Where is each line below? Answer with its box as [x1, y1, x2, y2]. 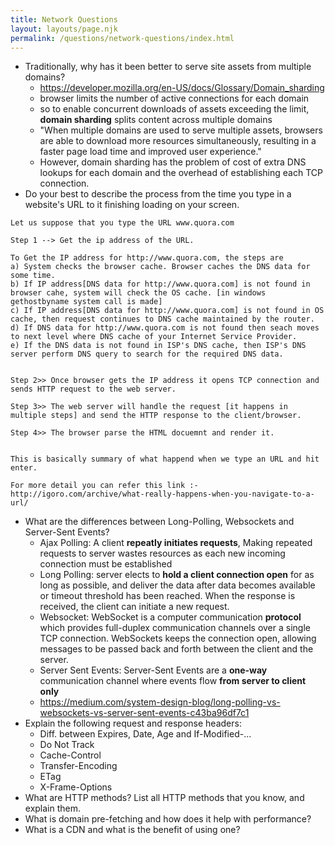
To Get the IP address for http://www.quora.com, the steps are [10, 253, 284, 263]
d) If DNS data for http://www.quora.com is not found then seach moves [10, 323, 320, 333]
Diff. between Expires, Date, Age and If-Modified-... [39, 728, 252, 740]
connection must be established [39, 558, 173, 570]
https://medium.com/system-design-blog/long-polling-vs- [39, 696, 281, 708]
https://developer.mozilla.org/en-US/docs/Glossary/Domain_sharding [39, 82, 325, 94]
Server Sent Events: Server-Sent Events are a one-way [39, 664, 268, 676]
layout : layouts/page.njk [10, 24, 118, 34]
